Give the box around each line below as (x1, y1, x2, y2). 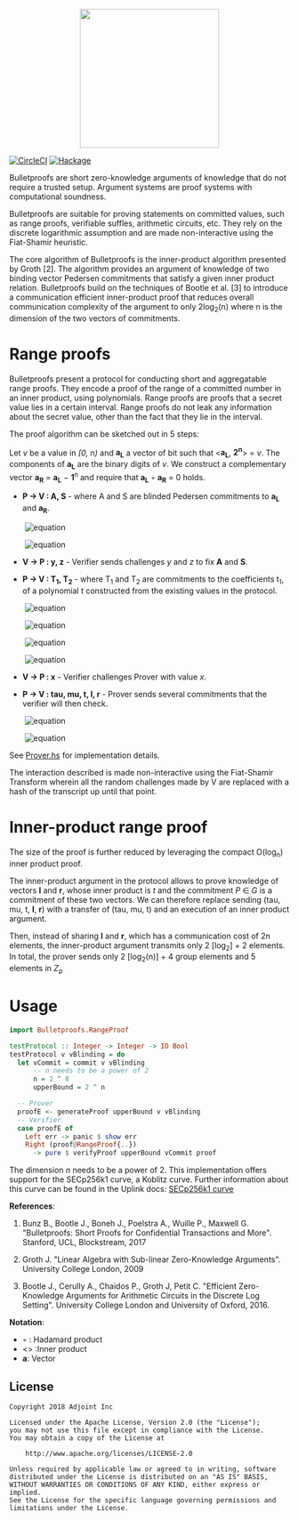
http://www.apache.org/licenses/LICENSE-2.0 (25, 1449, 193, 1458)
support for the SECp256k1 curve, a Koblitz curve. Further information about (9, 1174, 289, 1185)
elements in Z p (9, 963, 63, 976)
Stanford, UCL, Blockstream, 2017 (21, 1237, 147, 1248)
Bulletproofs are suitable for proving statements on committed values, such (9, 209, 285, 219)
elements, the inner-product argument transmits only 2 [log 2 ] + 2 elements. (9, 939, 286, 953)
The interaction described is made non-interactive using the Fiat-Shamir (9, 767, 274, 777)
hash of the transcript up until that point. (9, 785, 157, 796)
